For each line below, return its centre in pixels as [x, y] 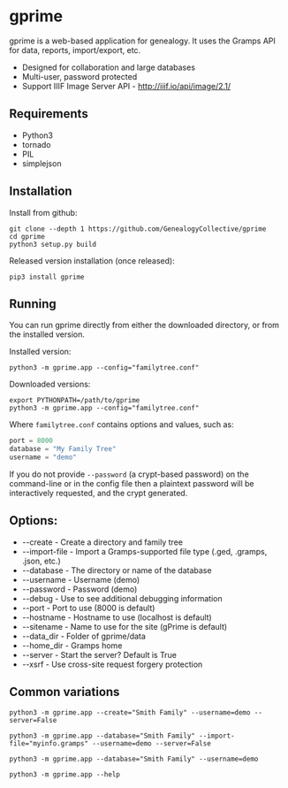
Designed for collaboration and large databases [109, 67]
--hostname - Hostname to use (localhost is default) [117, 617]
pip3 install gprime [47, 277]
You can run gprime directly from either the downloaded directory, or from [144, 325]
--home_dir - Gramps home [72, 645]
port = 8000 [31, 441]
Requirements [49, 114]
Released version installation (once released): [92, 260]
